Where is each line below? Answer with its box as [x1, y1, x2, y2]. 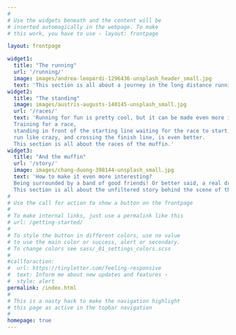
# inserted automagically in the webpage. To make [7, 23, 159, 30]
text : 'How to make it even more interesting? [13, 173, 152, 180]
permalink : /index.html [7, 284, 77, 291]
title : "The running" [13, 62, 77, 69]
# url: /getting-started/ [7, 219, 83, 226]
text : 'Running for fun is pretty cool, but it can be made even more [13, 114, 225, 122]
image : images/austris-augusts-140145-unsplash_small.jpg [13, 101, 188, 108]
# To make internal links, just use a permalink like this [7, 213, 184, 220]
